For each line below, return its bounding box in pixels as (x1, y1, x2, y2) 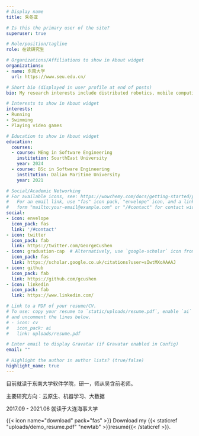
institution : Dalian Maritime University (17, 172, 120, 177)
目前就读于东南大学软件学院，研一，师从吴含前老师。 (6, 380, 136, 387)
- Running (6, 112, 31, 118)
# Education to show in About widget (6, 133, 99, 139)
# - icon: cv (6, 319, 38, 325)
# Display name (6, 8, 44, 15)
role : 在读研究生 (6, 47, 44, 53)
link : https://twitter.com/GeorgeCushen (11, 243, 113, 249)
